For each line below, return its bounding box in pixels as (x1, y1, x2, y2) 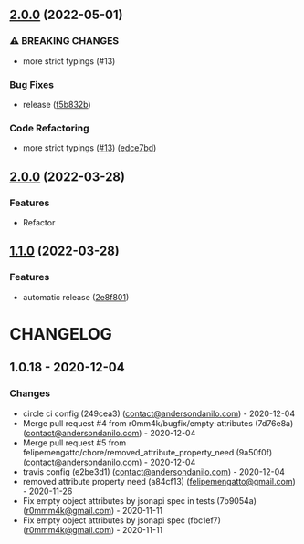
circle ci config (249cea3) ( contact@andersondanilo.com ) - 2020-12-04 (22, 408, 295, 419)
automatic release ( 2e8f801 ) (22, 291, 130, 302)
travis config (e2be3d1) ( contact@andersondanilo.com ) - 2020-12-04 (22, 466, 286, 477)
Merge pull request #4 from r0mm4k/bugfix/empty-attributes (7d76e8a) (22, 417, 294, 428)
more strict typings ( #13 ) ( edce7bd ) (22, 142, 157, 153)
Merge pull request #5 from (22, 437, 127, 448)
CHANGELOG (9, 323, 112, 344)
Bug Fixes (9, 78, 55, 90)
